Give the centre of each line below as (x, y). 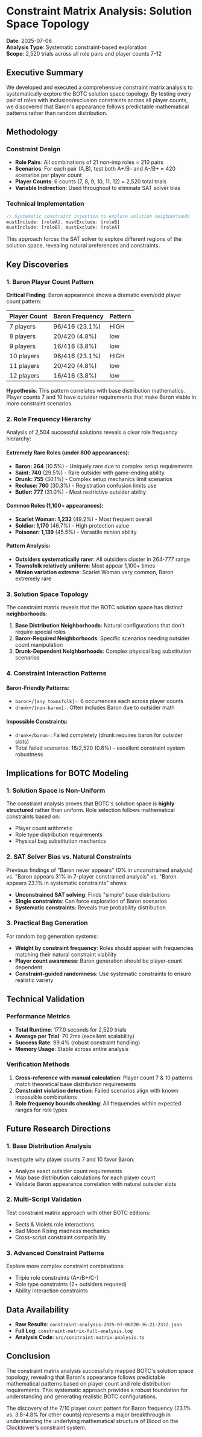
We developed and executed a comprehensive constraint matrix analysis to (99, 87)
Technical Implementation (45, 204)
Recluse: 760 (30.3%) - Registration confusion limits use (86, 485)
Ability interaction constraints (52, 1291)
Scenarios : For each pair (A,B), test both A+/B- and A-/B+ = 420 (95, 169)
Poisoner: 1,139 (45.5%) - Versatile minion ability (76, 532)
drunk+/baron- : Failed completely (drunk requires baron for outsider (99, 735)
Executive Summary (45, 73)
